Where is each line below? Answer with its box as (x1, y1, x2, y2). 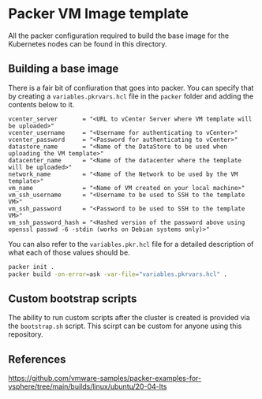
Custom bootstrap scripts (8, 292, 137, 305)
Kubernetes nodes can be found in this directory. (8, 39, 167, 48)
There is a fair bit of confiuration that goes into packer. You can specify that (8, 83, 254, 92)
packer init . (8, 263, 55, 270)
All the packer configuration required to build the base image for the (8, 31, 230, 40)
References (8, 352, 66, 366)
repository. (8, 330, 43, 339)
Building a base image (8, 62, 119, 76)
